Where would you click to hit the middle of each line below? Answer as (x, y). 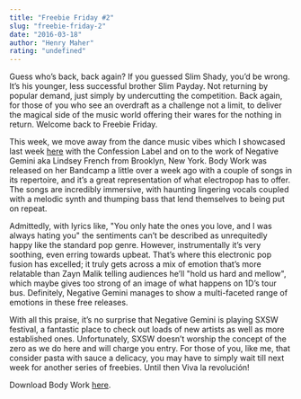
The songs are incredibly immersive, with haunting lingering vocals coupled (149, 190)
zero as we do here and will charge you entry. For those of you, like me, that (150, 349)
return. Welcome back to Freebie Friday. (84, 124)
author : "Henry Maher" (52, 43)
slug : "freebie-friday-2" (58, 26)
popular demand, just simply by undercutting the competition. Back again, (146, 96)
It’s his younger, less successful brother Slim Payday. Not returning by (139, 86)
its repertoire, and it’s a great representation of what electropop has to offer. (150, 180)
